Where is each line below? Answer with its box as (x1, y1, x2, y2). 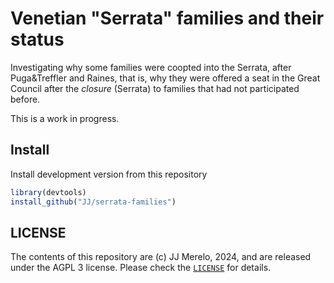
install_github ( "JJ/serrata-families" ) (10, 197, 177, 207)
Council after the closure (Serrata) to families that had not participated (10, 82, 300, 94)
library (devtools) (10, 187, 87, 197)
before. (10, 93, 41, 105)
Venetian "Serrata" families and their (10, 7, 325, 30)
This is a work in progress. (10, 112, 120, 124)
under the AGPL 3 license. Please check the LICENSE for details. (10, 262, 272, 274)
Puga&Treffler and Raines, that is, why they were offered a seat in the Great (10, 72, 321, 84)
